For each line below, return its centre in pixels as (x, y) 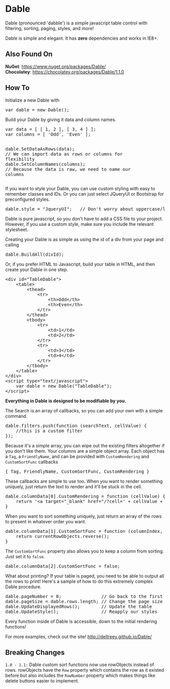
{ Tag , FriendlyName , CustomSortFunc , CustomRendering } (77, 471)
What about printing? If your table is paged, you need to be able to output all (85, 576)
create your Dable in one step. (37, 269)
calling (12, 245)
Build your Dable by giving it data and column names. (61, 119)
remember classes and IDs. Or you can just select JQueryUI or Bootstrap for (85, 194)
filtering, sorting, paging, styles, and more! (50, 28)
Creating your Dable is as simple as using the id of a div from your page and (84, 239)
